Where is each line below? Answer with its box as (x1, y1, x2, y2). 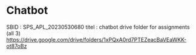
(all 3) (6, 29, 21, 36)
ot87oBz (6, 42, 27, 50)
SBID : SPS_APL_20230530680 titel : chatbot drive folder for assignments (6, 23, 190, 30)
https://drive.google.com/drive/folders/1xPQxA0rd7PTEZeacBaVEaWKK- (6, 36, 187, 43)
